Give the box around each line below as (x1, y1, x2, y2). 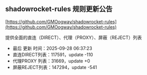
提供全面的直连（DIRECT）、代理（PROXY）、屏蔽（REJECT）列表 (5, 34, 142, 41)
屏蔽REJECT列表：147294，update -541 (12, 64, 97, 70)
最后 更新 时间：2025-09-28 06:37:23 (12, 45, 92, 51)
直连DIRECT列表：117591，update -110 (12, 51, 93, 57)
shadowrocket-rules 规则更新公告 (5, 5, 113, 14)
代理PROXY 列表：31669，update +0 (12, 58, 90, 64)
